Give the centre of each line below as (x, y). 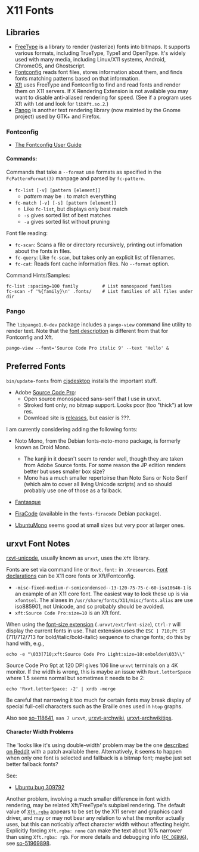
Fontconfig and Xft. (30, 337)
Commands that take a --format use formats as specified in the (84, 172)
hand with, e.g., (25, 643)
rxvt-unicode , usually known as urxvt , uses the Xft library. (78, 558)
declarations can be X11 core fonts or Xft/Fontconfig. (71, 576)
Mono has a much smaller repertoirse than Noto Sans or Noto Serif (105, 477)
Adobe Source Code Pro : (45, 392)
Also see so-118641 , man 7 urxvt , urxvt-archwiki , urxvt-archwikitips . (90, 718)
